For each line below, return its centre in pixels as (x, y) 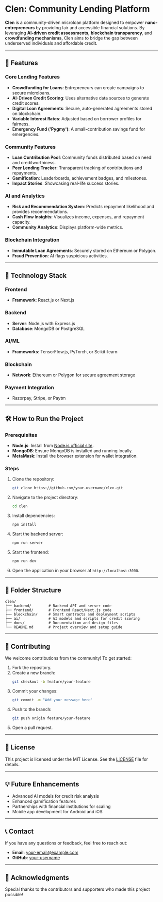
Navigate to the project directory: (45, 498)
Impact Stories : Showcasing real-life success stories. (66, 183)
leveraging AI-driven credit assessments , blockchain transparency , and (79, 33)
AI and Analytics (25, 196)
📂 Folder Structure (33, 590)
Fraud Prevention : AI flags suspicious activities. (60, 256)
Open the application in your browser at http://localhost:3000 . (76, 570)
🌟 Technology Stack (36, 276)
